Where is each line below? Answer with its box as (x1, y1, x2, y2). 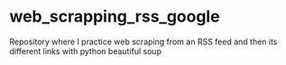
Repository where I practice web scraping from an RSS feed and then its (9, 36, 278, 47)
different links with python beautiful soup (9, 45, 162, 56)
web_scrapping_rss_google (9, 6, 220, 27)
